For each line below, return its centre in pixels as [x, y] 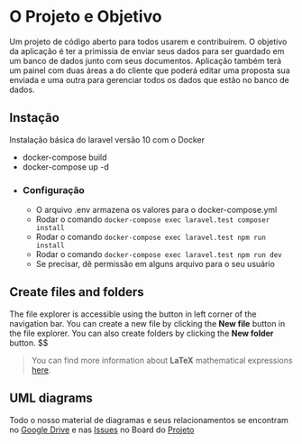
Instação [35, 118]
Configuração [53, 190]
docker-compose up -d [66, 166]
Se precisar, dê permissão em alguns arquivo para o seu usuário [155, 264]
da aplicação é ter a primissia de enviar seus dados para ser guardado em [147, 51]
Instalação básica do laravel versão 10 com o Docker [107, 139]
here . [41, 370]
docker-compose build [64, 157]
